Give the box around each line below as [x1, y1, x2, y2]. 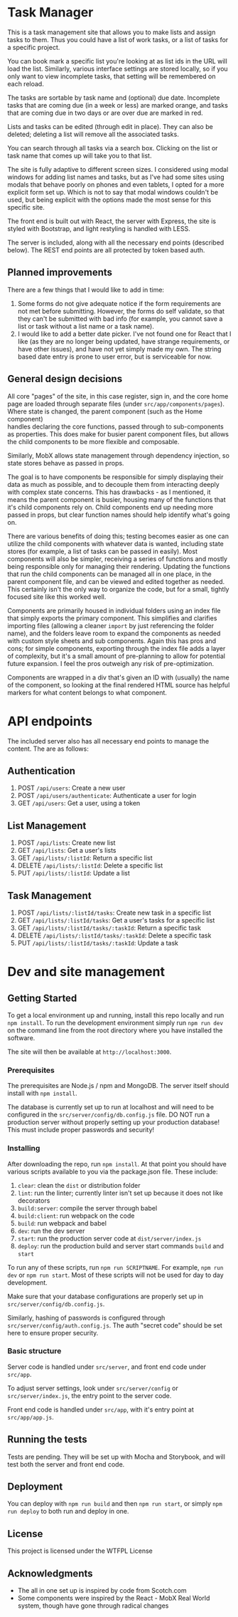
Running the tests [7, 1434, 87, 1446]
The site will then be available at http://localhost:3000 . [7, 1047, 172, 1056]
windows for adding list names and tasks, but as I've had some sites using [7, 173, 225, 181]
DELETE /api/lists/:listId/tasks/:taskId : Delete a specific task [17, 931, 212, 940]
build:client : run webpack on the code [17, 1211, 135, 1220]
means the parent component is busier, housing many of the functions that [7, 495, 226, 503]
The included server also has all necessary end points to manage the [7, 736, 210, 745]
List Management [7, 819, 87, 831]
